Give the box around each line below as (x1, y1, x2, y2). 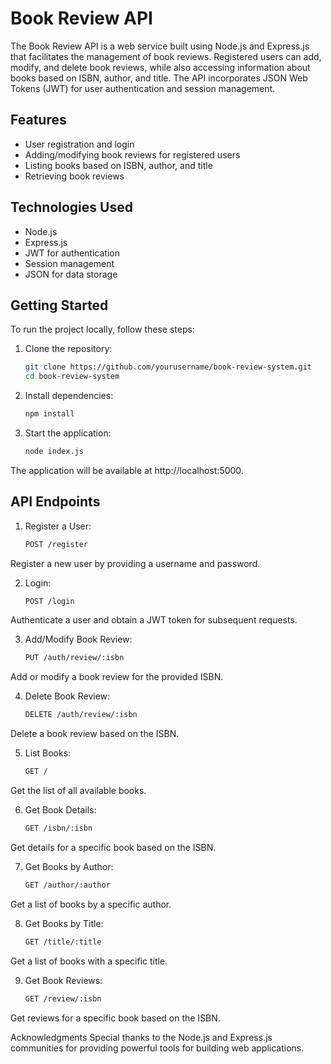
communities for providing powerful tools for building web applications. (10, 1042, 305, 1054)
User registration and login (24, 138, 135, 150)
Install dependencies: (24, 390, 114, 402)
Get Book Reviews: (24, 974, 103, 986)
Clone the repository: (24, 343, 113, 355)
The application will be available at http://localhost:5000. (10, 464, 244, 476)
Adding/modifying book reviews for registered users (24, 148, 241, 161)
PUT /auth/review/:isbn (24, 653, 125, 663)
